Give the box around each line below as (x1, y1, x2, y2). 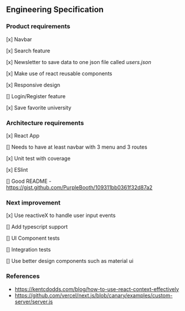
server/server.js (14, 298, 53, 305)
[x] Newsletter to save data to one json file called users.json (6, 58, 151, 65)
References (6, 272, 40, 280)
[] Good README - (6, 178, 52, 185)
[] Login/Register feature (6, 92, 66, 99)
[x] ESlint (6, 166, 28, 173)
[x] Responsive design (6, 81, 61, 88)
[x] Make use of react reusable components (6, 70, 113, 77)
